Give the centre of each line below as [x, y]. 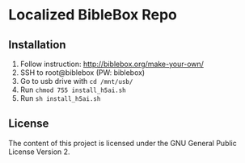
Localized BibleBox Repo [93, 15]
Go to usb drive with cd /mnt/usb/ [76, 81]
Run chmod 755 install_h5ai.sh [73, 90]
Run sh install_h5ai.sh [60, 98]
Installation [37, 45]
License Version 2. [39, 152]
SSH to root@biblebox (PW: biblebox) [82, 73]
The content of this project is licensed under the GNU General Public [122, 143]
